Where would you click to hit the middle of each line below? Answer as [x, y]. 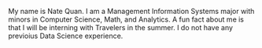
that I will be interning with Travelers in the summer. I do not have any [121, 27]
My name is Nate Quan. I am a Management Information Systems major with [131, 11]
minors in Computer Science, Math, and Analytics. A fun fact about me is [126, 19]
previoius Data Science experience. [66, 36]
